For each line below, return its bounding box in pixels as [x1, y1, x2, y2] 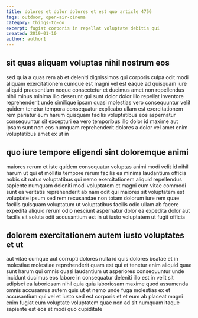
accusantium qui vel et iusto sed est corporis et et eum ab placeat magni [6, 293, 183, 300]
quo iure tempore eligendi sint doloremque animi [6, 147, 189, 157]
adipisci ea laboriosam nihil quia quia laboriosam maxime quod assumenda [6, 280, 189, 287]
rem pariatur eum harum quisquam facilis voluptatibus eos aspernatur [6, 111, 176, 118]
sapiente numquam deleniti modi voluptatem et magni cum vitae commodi [6, 181, 186, 189]
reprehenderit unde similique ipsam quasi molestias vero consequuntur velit [6, 99, 191, 106]
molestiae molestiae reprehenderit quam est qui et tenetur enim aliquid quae [6, 261, 192, 269]
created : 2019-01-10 [6, 31, 57, 37]
